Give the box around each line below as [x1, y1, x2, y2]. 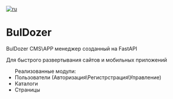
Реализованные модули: [14, 68, 76, 75]
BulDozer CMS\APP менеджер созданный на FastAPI [6, 45, 138, 52]
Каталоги [14, 80, 38, 87]
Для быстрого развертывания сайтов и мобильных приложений [6, 56, 167, 63]
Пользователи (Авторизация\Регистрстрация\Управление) [14, 73, 162, 81]
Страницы [14, 86, 40, 93]
